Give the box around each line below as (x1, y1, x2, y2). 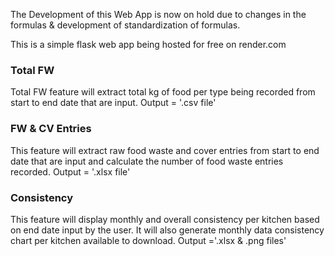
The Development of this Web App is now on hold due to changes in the (10, 9, 307, 20)
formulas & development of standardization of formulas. (10, 19, 241, 31)
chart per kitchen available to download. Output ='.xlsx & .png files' (10, 234, 287, 246)
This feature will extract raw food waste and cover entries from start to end (10, 144, 320, 156)
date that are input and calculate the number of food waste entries (10, 155, 284, 167)
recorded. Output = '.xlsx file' (10, 165, 131, 178)
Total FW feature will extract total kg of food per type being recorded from (10, 86, 316, 98)
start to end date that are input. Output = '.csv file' (10, 97, 217, 109)
